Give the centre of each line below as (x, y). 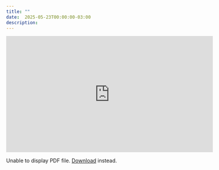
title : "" (18, 12)
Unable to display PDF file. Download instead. (62, 161)
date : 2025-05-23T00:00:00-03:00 (49, 17)
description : (22, 22)
